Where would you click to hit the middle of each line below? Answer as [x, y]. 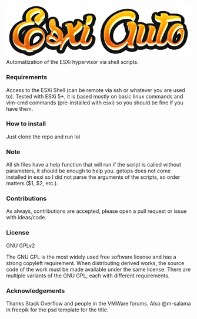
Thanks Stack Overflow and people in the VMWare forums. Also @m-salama [98, 304]
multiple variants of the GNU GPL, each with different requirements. [88, 276]
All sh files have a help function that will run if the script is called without [94, 165]
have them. [20, 108]
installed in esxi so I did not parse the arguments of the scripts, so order [93, 177]
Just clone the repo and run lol [43, 137]
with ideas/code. [26, 218]
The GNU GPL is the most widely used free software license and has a [91, 257]
